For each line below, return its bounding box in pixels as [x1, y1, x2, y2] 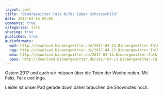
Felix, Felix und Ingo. [5, 75, 46, 81]
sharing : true [5, 30, 34, 34]
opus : [9, 57, 21, 62]
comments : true [5, 20, 36, 26]
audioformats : [5, 39, 34, 44]
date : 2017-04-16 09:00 [5, 16, 53, 21]
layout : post [5, 7, 32, 12]
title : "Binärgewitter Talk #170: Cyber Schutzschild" [5, 12, 118, 16]
